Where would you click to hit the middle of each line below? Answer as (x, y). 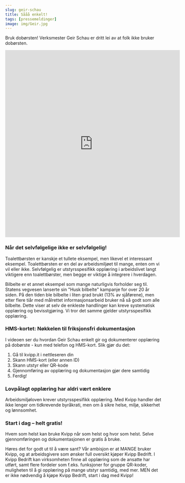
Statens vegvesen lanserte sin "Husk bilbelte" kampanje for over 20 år (77, 289)
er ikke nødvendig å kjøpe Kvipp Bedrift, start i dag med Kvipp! (69, 476)
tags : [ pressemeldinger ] (31, 19)
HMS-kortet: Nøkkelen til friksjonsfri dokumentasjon (70, 329)
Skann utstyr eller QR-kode (40, 365)
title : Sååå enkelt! (27, 14)
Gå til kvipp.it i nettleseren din (43, 354)
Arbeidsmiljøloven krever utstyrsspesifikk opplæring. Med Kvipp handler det (83, 400)
